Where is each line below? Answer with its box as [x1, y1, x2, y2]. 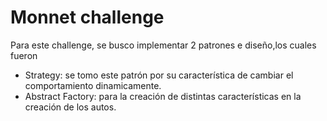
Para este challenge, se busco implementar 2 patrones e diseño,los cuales [10, 39, 317, 51]
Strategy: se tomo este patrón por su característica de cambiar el [24, 69, 294, 81]
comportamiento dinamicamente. [24, 79, 162, 91]
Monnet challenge [10, 6, 165, 29]
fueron [10, 49, 38, 61]
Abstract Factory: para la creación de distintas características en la [24, 90, 302, 102]
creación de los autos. [24, 101, 117, 113]
